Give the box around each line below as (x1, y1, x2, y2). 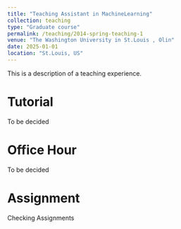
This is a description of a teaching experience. (7, 69, 142, 78)
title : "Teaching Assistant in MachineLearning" (7, 10, 153, 18)
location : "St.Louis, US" (7, 50, 83, 57)
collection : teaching (7, 17, 71, 24)
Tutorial (7, 94, 54, 110)
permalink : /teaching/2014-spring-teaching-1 (7, 30, 143, 37)
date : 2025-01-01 (7, 43, 58, 50)
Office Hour (7, 142, 77, 158)
